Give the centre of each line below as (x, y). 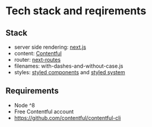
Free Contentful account (44, 112)
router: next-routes (37, 60)
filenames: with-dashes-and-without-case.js (69, 66)
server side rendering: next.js (50, 47)
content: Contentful (38, 53)
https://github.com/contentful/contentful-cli (67, 118)
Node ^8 (24, 105)
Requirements (32, 91)
